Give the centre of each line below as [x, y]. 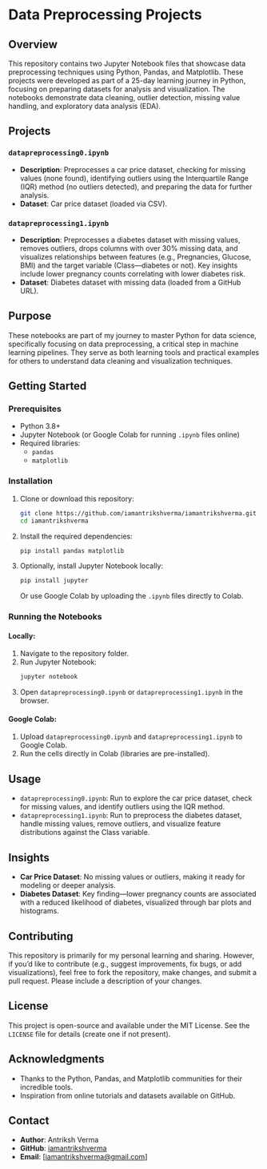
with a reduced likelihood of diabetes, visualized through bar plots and [135, 902]
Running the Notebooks [55, 617]
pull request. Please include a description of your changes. [105, 981]
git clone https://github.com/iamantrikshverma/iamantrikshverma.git [138, 513]
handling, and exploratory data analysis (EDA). [85, 106]
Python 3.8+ [40, 426]
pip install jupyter [54, 581]
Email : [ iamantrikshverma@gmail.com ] [84, 1157]
